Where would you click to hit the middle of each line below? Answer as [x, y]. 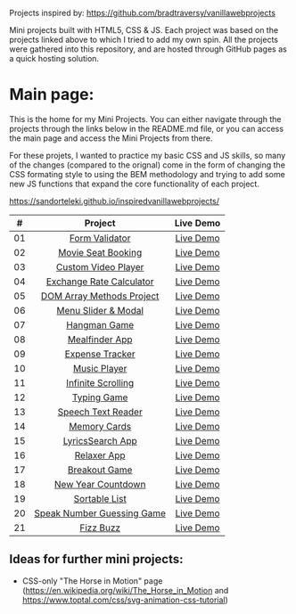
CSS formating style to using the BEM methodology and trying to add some [147, 174]
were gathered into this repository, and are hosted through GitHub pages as [148, 49]
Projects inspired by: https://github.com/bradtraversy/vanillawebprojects [143, 13]
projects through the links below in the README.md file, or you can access [146, 128]
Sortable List [100, 498]
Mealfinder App [100, 340]
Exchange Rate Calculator [100, 282]
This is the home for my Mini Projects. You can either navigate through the [145, 119]
